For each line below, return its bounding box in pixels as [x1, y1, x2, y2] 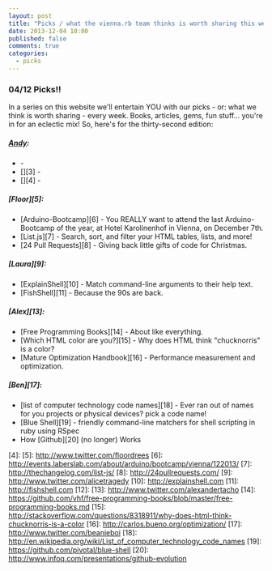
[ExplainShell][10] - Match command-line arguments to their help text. [19, 279, 253, 289]
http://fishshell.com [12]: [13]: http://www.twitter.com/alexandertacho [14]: [8, 485, 257, 495]
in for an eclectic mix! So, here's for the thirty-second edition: [8, 119, 214, 130]
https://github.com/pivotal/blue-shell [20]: [8, 545, 149, 555]
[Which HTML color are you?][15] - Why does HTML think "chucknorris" [19, 335, 261, 345]
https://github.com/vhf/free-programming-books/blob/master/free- [8, 493, 233, 503]
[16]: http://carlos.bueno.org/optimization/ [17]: [86, 519, 243, 529]
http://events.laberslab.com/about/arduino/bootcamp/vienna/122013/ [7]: [8, 459, 253, 469]
